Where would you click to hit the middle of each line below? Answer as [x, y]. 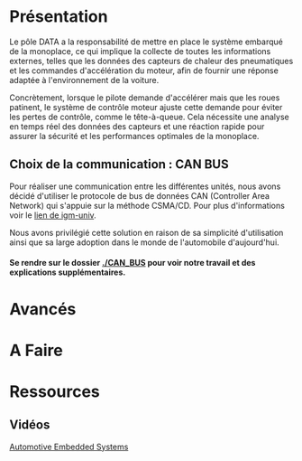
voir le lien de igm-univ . [53, 215]
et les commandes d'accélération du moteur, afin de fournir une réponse [144, 71]
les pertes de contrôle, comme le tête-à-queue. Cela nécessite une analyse [150, 117]
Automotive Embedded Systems [69, 447]
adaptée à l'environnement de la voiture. [84, 80]
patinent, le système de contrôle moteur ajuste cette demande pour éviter [146, 107]
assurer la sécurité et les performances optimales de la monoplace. [134, 136]
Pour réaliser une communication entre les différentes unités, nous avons [145, 186]
